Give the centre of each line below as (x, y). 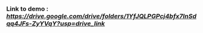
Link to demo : (27, 9)
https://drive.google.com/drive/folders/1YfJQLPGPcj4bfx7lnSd (101, 16)
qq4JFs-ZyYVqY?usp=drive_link (56, 24)
